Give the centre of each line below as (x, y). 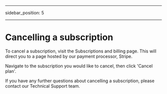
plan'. (11, 71)
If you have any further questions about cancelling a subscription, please (80, 81)
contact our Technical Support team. (43, 86)
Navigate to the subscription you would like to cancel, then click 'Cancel (79, 66)
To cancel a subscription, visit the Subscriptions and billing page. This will (81, 51)
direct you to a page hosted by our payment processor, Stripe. (69, 56)
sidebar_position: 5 (25, 13)
